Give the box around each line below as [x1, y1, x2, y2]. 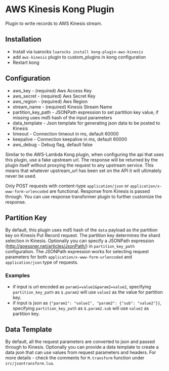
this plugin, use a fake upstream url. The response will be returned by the [5, 156, 158, 163]
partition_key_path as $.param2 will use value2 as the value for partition [12, 289, 163, 295]
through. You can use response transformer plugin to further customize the [5, 193, 162, 199]
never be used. [5, 173, 37, 179]
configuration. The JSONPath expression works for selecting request [5, 249, 149, 255]
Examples [5, 272, 30, 279]
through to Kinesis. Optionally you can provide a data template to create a [5, 344, 159, 350]
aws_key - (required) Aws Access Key [12, 87, 92, 93]
